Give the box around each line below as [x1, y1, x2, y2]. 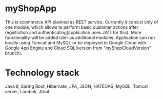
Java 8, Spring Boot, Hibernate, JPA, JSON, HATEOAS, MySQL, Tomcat [5, 83, 148, 89]
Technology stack [5, 67, 80, 79]
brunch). [5, 50, 22, 56]
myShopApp [5, 3, 57, 14]
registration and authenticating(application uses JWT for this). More [5, 29, 142, 35]
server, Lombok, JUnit [5, 88, 50, 94]
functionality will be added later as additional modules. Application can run [5, 35, 155, 40]
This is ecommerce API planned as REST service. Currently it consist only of [5, 19, 159, 25]
